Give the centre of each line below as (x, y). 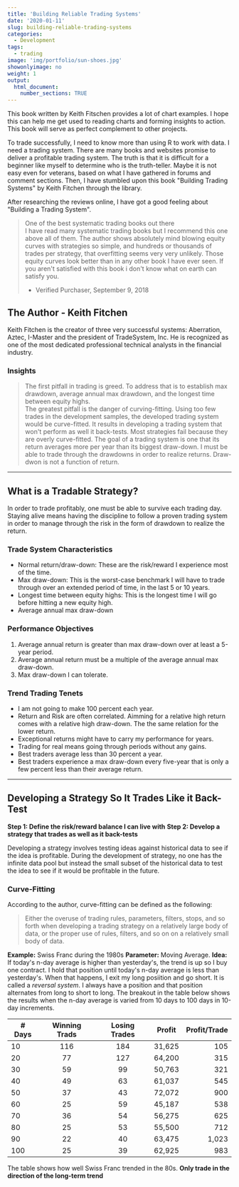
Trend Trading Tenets (45, 693)
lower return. (36, 731)
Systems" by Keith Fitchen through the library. (75, 188)
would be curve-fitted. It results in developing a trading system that (123, 424)
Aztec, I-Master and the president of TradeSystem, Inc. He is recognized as (118, 337)
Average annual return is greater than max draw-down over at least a (119, 644)
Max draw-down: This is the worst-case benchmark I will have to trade (121, 580)
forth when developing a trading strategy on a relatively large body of (127, 926)
